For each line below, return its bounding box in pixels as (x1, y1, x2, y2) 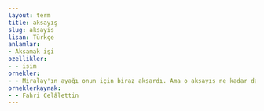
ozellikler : (8, 55, 47, 63)
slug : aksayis (8, 26, 55, 34)
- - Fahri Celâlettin (8, 91, 79, 99)
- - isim (8, 63, 37, 70)
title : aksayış (8, 19, 58, 27)
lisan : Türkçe (8, 33, 55, 41)
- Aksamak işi (8, 48, 55, 55)
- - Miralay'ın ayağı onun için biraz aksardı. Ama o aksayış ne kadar (8, 77, 247, 84)
